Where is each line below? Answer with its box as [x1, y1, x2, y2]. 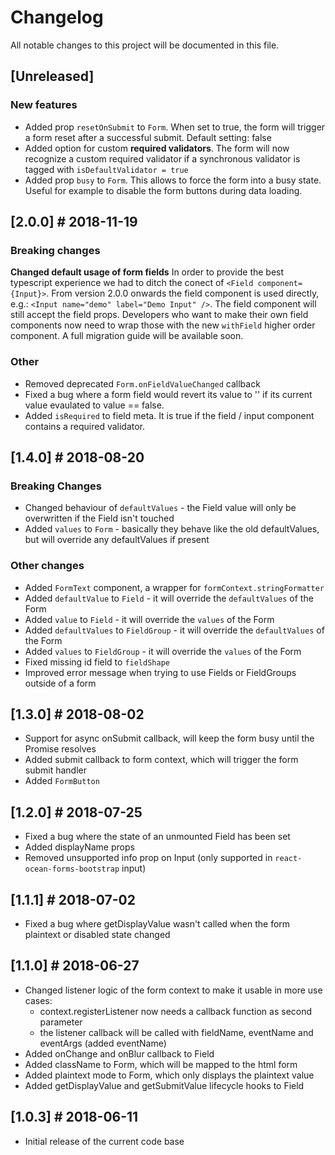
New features [10, 98, 78, 112]
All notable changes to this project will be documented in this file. [10, 39, 280, 51]
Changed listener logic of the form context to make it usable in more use [24, 984, 323, 996]
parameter [39, 1016, 83, 1028]
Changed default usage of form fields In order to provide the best [10, 266, 285, 278]
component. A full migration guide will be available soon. [10, 330, 244, 342]
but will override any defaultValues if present [24, 534, 210, 546]
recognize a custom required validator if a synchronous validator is [24, 152, 301, 165]
